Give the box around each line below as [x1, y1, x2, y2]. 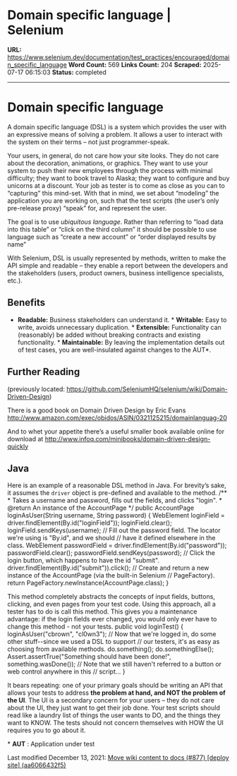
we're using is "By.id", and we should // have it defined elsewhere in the [7, 534, 216, 542]
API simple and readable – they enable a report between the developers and [7, 261, 228, 270]
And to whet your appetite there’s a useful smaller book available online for [7, 427, 224, 436]
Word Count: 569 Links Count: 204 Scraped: [68, 60, 202, 68]
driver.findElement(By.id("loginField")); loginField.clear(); [7, 519, 173, 527]
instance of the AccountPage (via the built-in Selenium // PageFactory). [7, 571, 215, 580]
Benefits [7, 297, 46, 309]
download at [7, 434, 44, 443]
